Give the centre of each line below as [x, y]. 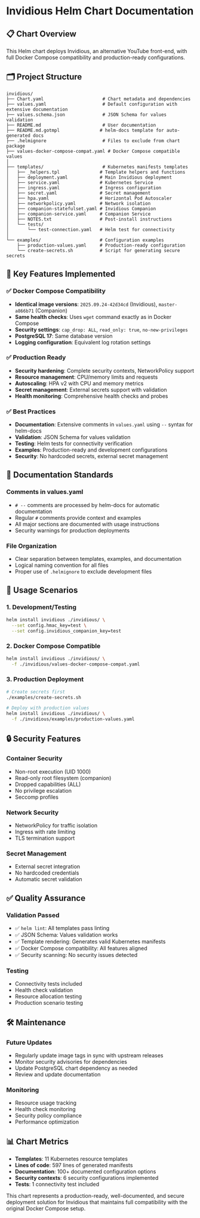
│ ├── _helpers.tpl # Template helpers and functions [96, 172]
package [16, 146]
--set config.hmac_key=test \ [49, 625]
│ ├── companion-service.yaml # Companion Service [79, 214]
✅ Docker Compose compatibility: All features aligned [81, 949]
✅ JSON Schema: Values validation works [66, 935]
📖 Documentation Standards [60, 475]
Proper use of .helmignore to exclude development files [83, 572]
